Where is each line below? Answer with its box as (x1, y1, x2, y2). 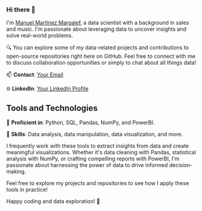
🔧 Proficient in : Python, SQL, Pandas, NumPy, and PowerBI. (6, 119, 155, 126)
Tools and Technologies (6, 102, 98, 113)
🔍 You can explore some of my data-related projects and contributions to (6, 44, 189, 51)
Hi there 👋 (6, 5, 36, 14)
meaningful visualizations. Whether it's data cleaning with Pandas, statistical (6, 149, 196, 156)
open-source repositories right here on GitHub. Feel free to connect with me (6, 52, 196, 60)
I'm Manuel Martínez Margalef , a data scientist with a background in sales (6, 19, 189, 27)
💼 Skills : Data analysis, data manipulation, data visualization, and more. (6, 131, 183, 138)
